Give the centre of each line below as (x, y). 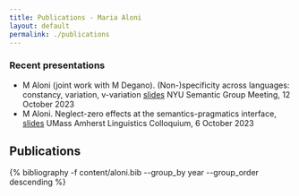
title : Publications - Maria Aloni (76, 17)
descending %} (38, 182)
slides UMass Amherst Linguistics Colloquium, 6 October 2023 (138, 123)
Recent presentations (57, 65)
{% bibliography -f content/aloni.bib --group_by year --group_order (134, 173)
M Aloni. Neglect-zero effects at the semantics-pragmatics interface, (149, 114)
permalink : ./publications (60, 34)
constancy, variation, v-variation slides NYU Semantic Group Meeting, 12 (156, 94)
